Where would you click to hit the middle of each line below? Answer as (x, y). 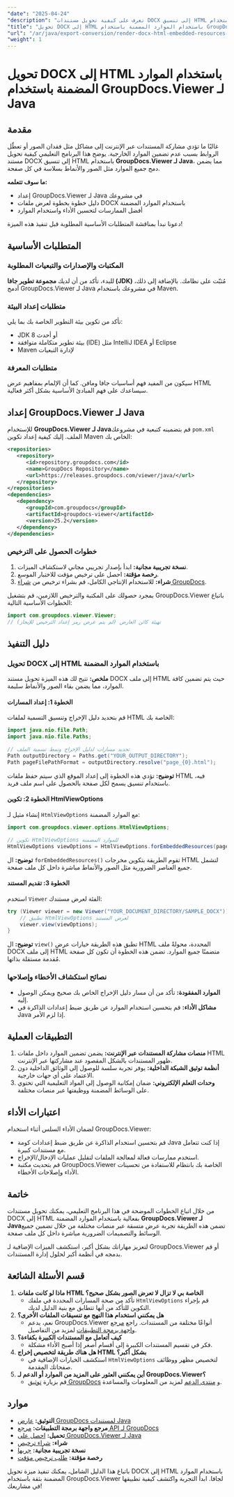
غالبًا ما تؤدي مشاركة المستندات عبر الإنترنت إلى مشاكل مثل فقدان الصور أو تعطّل (113, 146)
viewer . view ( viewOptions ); (59, 924)
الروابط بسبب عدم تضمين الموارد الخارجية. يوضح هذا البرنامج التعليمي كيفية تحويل (113, 153)
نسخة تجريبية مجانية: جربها (51, 1450)
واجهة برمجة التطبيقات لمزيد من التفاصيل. (82, 1330)
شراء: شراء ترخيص (42, 1443)
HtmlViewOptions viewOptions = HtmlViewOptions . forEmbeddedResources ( (112, 846)
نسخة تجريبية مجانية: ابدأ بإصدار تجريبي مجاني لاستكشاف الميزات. (102, 566)
